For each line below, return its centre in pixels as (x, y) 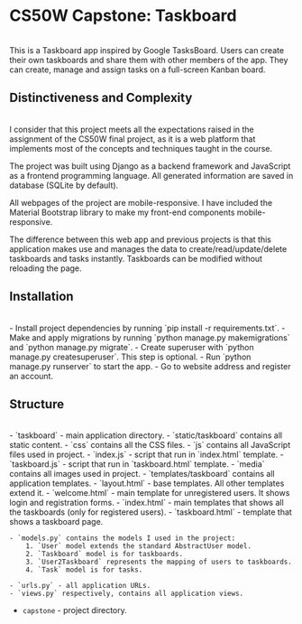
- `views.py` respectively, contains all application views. (127, 594)
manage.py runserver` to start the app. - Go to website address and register (150, 366)
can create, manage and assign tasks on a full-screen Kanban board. (137, 70)
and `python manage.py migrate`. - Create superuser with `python (132, 347)
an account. (32, 376)
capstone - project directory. (75, 610)
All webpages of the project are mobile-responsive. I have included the (141, 202)
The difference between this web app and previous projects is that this (141, 239)
